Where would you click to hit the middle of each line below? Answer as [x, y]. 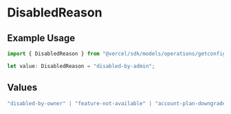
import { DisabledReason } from [53, 54]
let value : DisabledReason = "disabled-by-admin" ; [81, 66]
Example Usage [41, 38]
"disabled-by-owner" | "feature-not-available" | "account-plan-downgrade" [118, 103]
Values [22, 88]
